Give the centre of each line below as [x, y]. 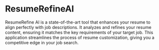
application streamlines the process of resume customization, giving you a [80, 37]
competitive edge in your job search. [42, 42]
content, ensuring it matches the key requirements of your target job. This [79, 32]
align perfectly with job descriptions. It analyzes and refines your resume [78, 27]
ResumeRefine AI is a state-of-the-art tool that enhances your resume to [78, 22]
